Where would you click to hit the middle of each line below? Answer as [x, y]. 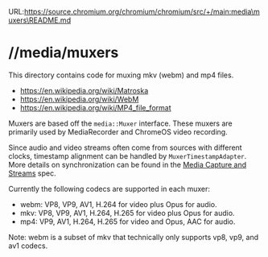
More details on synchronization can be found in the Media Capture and [128, 164]
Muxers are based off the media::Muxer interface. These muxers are [120, 123]
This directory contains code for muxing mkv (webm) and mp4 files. [121, 75]
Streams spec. [32, 173]
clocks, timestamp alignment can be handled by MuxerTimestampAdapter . [128, 155]
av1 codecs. [28, 246]
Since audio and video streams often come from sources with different [126, 147]
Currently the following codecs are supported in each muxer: [109, 189]
